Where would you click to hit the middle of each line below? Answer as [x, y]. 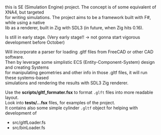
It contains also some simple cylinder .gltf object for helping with [71, 108]
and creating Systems [27, 67]
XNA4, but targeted [25, 12]
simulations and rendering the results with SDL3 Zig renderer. [67, 83]
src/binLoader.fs [29, 128]
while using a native [25, 22]
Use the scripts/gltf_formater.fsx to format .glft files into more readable [79, 92]
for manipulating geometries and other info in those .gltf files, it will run [76, 72]
